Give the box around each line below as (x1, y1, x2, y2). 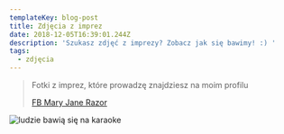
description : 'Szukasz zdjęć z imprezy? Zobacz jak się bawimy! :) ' (9, 38, 277, 48)
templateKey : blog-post (9, 13, 99, 22)
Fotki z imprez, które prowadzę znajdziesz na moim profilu (31, 80, 249, 90)
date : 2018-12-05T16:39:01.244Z (9, 30, 131, 39)
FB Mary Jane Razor (31, 97, 108, 108)
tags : (9, 47, 30, 56)
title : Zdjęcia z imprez (9, 22, 103, 31)
